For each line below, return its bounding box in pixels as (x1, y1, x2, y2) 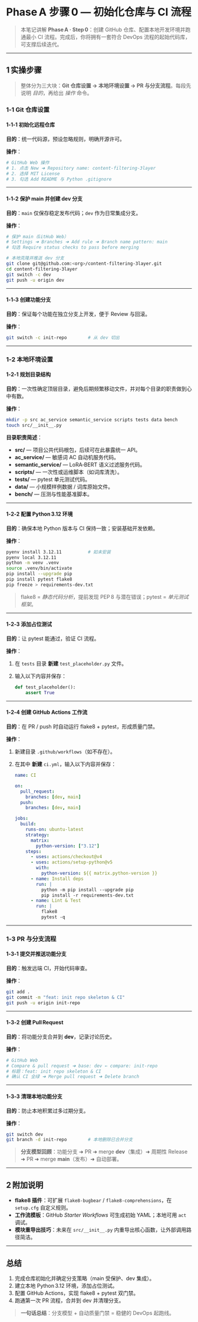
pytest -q (41, 914, 65, 920)
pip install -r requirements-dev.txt (41, 892, 134, 898)
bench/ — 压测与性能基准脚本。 (14, 490, 93, 497)
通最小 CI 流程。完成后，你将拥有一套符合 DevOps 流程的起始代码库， (20, 33, 191, 40)
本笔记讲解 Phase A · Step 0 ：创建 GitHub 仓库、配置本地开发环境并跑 (20, 26, 191, 33)
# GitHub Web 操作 (6, 160, 49, 166)
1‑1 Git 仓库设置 (6, 106, 50, 114)
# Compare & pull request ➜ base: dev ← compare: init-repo (6, 1063, 158, 1069)
